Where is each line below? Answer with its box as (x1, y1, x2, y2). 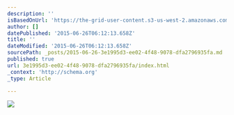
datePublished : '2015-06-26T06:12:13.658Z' (7, 29, 136, 37)
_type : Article (7, 75, 52, 82)
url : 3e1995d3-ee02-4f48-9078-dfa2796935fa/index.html (7, 62, 170, 69)
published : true (7, 56, 54, 63)
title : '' (7, 36, 36, 43)
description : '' (7, 10, 54, 17)
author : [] (7, 23, 39, 30)
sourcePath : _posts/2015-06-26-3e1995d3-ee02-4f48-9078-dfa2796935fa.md (7, 49, 223, 56)
